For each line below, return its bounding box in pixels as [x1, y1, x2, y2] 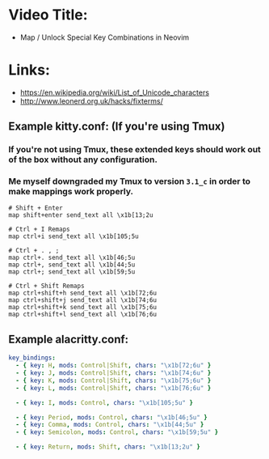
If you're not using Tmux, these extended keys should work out [8, 144, 261, 155]
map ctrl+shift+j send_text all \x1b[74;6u [8, 296, 158, 304]
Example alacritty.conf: [8, 332, 129, 346]
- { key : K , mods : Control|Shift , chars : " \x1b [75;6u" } [15, 376, 212, 385]
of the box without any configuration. [8, 154, 158, 165]
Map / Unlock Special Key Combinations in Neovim [19, 32, 190, 42]
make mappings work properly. [8, 186, 134, 198]
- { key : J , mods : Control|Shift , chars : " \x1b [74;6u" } [15, 369, 212, 377]
